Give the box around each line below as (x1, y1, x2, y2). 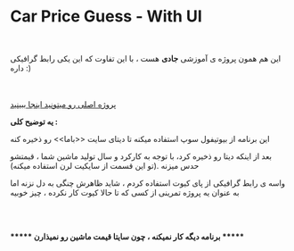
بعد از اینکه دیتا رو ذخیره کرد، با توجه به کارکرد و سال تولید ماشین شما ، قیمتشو (10, 150, 273, 162)
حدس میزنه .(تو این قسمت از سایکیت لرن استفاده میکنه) (10, 160, 200, 171)
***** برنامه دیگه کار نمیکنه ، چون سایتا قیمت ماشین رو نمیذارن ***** (10, 230, 244, 242)
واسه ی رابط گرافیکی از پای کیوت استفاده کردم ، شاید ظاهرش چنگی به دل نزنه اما (10, 177, 286, 188)
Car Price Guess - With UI (10, 6, 203, 27)
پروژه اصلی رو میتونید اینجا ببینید (10, 98, 117, 109)
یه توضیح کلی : (10, 116, 59, 127)
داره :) (10, 63, 32, 73)
